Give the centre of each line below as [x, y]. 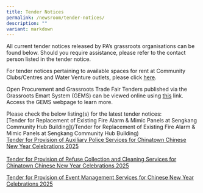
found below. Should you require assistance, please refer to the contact [96, 53]
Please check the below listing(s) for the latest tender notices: [84, 114]
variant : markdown [30, 29]
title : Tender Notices [35, 12]
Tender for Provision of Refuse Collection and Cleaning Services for [91, 160]
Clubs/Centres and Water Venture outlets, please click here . [81, 77]
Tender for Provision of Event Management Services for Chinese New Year [100, 178]
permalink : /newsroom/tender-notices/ [55, 18]
